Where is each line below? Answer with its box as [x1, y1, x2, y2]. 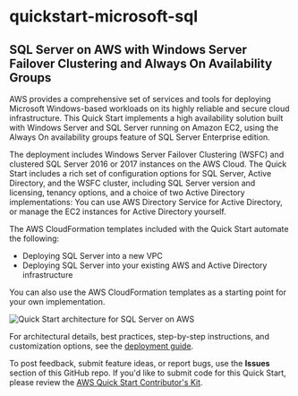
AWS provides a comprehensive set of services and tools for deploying [9, 94, 271, 104]
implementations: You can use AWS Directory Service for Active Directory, [9, 197, 284, 207]
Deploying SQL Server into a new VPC [21, 251, 163, 261]
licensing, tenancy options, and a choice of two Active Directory [9, 187, 245, 198]
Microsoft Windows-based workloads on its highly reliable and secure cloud [9, 103, 290, 114]
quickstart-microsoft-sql [9, 6, 199, 27]
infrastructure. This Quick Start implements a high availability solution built [9, 113, 284, 123]
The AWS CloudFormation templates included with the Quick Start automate [9, 224, 289, 234]
